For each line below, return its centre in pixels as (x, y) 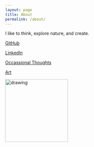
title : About (19, 15)
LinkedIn (14, 53)
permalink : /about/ (25, 19)
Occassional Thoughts (28, 63)
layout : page (19, 10)
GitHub (12, 43)
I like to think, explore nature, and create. (47, 34)
